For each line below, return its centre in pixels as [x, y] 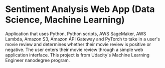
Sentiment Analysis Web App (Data [80, 9]
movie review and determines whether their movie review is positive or [78, 44]
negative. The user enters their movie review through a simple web [74, 49]
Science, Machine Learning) [65, 20]
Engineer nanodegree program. [38, 60]
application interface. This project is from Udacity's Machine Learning [77, 55]
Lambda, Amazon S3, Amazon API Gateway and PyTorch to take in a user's [83, 39]
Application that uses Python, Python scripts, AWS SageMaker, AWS [76, 33]
